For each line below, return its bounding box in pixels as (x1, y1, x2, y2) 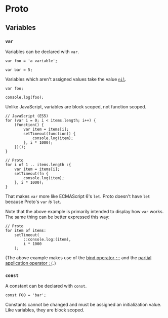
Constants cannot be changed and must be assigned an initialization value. (5, 302, 162, 308)
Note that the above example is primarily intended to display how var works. (5, 208, 164, 214)
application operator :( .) (5, 260, 57, 266)
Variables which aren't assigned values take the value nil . (5, 76, 127, 82)
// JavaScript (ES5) (5, 113, 49, 118)
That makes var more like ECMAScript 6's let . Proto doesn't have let (5, 193, 150, 199)
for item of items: (5, 228, 47, 233)
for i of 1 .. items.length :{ (5, 162, 71, 167)
